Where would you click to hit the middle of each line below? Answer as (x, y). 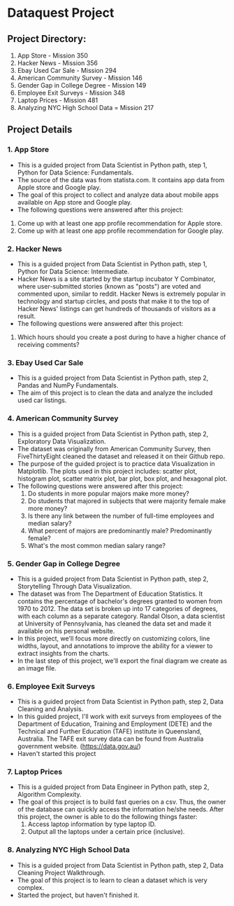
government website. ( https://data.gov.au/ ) (79, 746)
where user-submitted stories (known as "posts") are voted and (109, 286)
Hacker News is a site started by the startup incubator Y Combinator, (116, 279)
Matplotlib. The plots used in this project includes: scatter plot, (107, 471)
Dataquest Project (61, 13)
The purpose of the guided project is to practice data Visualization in (116, 463)
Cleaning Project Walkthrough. (61, 872)
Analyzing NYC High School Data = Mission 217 (86, 108)
